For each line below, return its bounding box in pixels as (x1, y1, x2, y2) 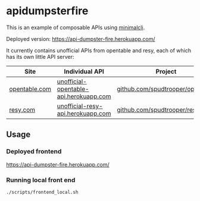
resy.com (9, 105, 36, 114)
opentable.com (9, 84, 52, 93)
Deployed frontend (6, 147, 62, 156)
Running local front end (6, 175, 76, 184)
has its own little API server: (6, 53, 74, 60)
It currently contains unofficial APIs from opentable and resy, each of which (6, 46, 192, 54)
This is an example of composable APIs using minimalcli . (6, 24, 145, 31)
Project (155, 67, 177, 76)
